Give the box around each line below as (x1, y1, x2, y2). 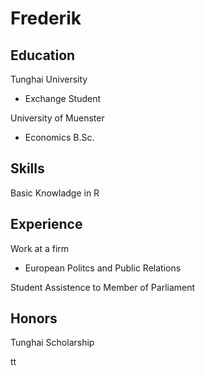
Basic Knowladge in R (10, 187, 100, 199)
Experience (10, 216, 83, 233)
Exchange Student (24, 93, 102, 104)
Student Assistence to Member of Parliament (10, 281, 196, 293)
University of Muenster (10, 112, 105, 124)
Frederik (10, 7, 82, 30)
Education (10, 47, 76, 64)
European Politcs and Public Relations (24, 262, 182, 274)
